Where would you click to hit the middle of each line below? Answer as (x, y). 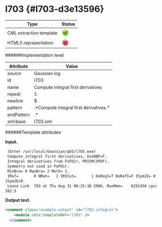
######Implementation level (35, 55)
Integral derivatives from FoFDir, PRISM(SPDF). (58, 161)
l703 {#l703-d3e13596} (55, 9)
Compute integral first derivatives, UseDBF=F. (57, 156)
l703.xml (43, 121)
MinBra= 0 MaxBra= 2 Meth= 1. (38, 171)
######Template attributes (33, 132)
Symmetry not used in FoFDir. (38, 166)
